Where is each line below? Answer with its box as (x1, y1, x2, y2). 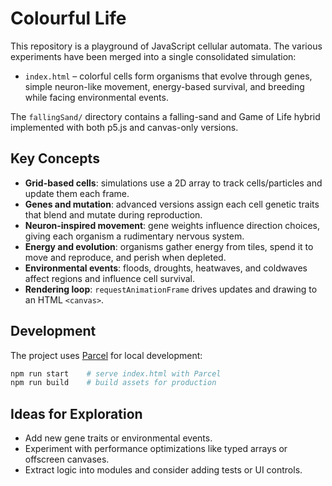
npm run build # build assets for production (10, 378, 217, 388)
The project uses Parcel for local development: (10, 349, 203, 361)
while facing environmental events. (24, 91, 169, 103)
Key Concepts (10, 150, 100, 167)
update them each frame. (24, 187, 130, 199)
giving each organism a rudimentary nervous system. (24, 230, 245, 242)
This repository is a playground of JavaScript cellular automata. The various (10, 40, 323, 52)
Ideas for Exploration (10, 405, 143, 422)
